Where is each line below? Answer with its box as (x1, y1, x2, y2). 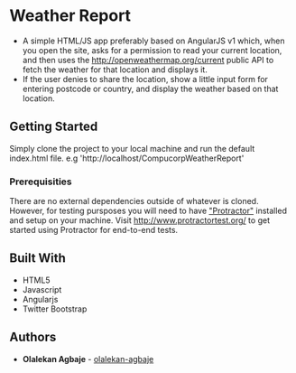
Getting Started (9, 119, 98, 135)
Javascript (22, 284, 62, 294)
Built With (9, 250, 66, 266)
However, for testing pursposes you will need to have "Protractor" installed (9, 205, 287, 217)
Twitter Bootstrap (22, 303, 88, 314)
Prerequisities (9, 175, 72, 188)
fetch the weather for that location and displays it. (22, 64, 208, 75)
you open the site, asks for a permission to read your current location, (22, 44, 282, 55)
